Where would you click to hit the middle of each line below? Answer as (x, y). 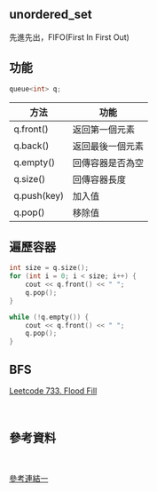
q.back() (31, 146)
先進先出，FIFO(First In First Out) (70, 37)
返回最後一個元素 (108, 146)
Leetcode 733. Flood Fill (53, 391)
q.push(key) (39, 195)
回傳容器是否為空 (108, 163)
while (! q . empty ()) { (49, 317)
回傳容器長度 (99, 179)
